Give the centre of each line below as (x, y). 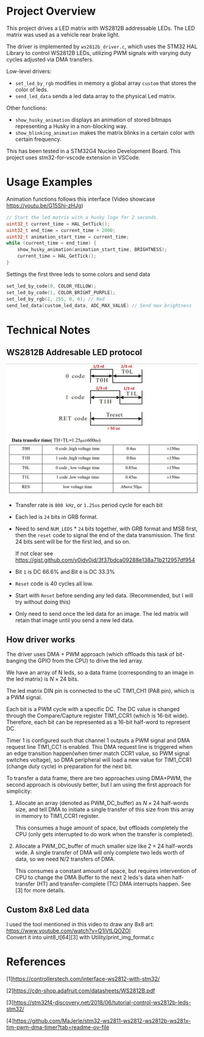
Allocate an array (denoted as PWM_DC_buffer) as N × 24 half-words (102, 803)
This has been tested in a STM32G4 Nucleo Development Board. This (93, 151)
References (36, 962)
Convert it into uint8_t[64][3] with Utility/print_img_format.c (80, 937)
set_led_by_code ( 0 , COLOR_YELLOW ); (51, 286)
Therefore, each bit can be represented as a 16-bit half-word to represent (98, 722)
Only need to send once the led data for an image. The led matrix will (102, 614)
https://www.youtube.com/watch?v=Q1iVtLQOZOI (69, 930)
